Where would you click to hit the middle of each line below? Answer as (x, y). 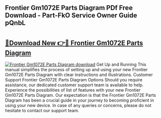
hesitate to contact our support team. (42, 111)
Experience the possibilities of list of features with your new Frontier (73, 90)
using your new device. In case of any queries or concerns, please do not (78, 105)
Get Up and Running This (121, 64)
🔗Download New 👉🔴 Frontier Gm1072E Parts (74, 43)
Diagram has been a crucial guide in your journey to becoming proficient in (80, 100)
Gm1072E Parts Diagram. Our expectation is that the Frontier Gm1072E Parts (80, 95)
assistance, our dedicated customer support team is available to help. (74, 85)
